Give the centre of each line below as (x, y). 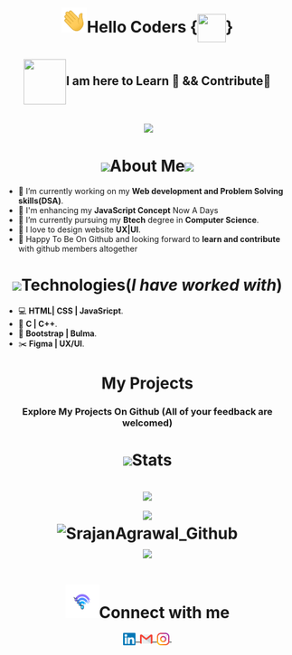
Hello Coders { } (160, 27)
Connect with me (165, 613)
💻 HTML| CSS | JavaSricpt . (71, 311)
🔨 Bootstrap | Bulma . (57, 333)
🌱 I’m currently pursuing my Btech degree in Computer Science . (138, 220)
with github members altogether (78, 248)
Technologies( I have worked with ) (152, 285)
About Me (147, 166)
